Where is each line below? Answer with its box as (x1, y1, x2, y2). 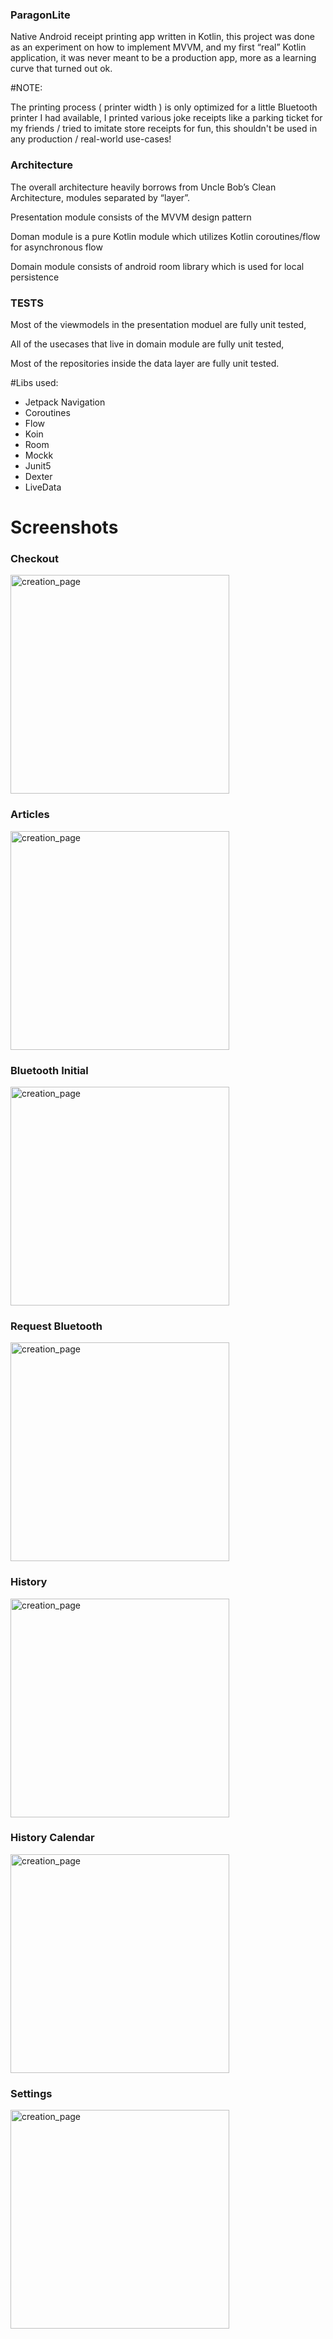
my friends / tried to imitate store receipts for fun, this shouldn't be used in (10, 123, 318, 135)
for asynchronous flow (10, 241, 103, 253)
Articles (10, 808, 50, 822)
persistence (10, 271, 60, 283)
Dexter (24, 470, 53, 482)
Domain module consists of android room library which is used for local (10, 260, 305, 272)
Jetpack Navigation (24, 396, 106, 408)
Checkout (10, 552, 59, 565)
